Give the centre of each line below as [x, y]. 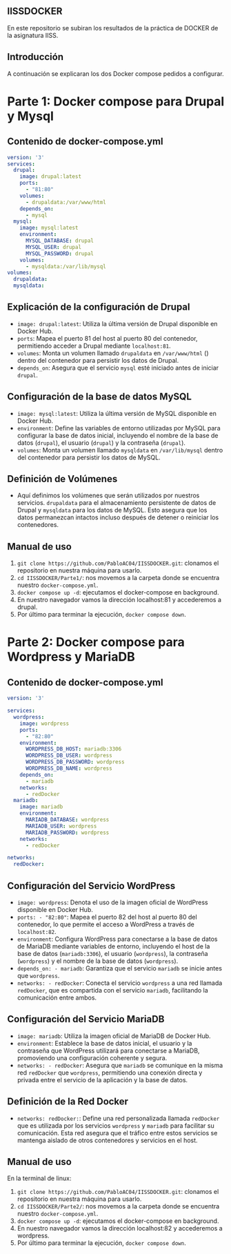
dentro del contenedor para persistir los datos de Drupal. [98, 360]
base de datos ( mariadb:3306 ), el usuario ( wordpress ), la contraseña [112, 953]
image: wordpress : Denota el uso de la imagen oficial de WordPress [112, 902]
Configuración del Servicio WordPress [91, 886]
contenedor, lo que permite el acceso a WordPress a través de [106, 924]
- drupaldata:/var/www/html [66, 202]
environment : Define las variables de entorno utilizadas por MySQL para [119, 428]
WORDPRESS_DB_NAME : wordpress [69, 768]
